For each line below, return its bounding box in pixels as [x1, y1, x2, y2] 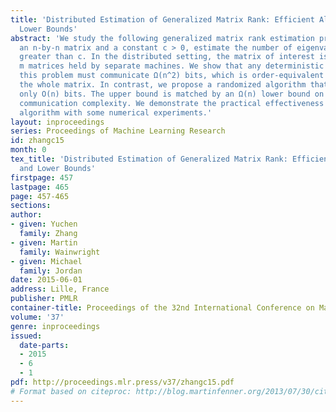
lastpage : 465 [10, 182, 70, 192]
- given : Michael [10, 256, 83, 266]
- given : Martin [10, 237, 78, 248]
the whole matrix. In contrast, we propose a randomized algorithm [19, 80, 307, 90]
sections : [10, 201, 52, 211]
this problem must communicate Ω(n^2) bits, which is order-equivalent [19, 71, 325, 81]
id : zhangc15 [10, 136, 65, 146]
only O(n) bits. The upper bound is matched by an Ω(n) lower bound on [19, 89, 325, 99]
